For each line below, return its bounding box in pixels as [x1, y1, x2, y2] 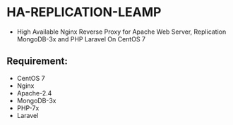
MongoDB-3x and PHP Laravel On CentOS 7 [16, 34, 146, 43]
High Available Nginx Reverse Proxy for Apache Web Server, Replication [16, 27, 227, 36]
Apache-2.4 [16, 88, 52, 97]
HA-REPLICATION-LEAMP [6, 4, 162, 20]
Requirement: [6, 55, 68, 67]
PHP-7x [16, 103, 40, 112]
